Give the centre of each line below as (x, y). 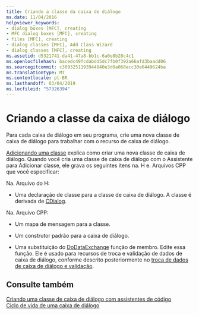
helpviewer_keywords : (33, 23)
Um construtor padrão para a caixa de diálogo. (72, 235)
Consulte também (40, 285)
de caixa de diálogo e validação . (54, 266)
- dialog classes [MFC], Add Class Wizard (59, 45)
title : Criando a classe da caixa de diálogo (63, 12)
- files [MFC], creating (37, 39)
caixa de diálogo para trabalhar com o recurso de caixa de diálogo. (88, 141)
